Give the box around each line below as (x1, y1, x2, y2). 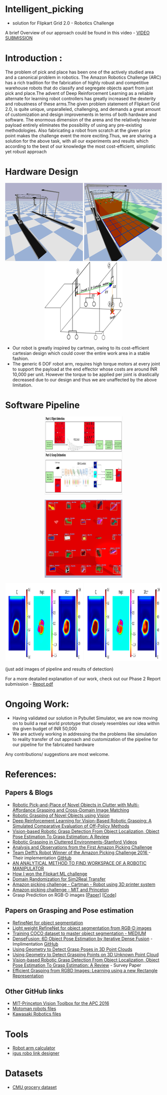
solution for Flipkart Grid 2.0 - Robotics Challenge (12, 20, 114, 26)
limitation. (12, 382, 33, 388)
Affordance (12, 807, 36, 813)
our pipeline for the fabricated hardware (12, 741, 94, 747)
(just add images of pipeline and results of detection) (5, 666, 114, 672)
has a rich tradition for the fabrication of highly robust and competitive (5, 79, 149, 85)
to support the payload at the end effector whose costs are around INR (12, 366, 158, 372)
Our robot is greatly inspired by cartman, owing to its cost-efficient (12, 345, 149, 351)
